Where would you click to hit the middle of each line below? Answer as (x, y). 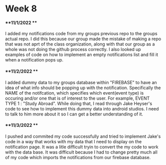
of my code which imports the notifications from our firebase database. (78, 157)
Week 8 (21, 9)
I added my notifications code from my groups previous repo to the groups (81, 34)
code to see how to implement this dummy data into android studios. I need (82, 109)
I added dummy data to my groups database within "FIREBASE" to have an (81, 82)
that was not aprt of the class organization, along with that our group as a (80, 44)
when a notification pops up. (34, 60)
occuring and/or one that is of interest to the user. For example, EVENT (78, 98)
